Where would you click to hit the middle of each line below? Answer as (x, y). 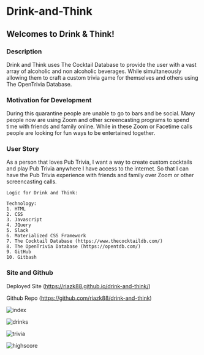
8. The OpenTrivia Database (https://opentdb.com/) (74, 246)
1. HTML (16, 209)
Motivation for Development (49, 100)
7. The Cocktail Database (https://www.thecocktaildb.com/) (85, 241)
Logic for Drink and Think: (42, 193)
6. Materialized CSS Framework (46, 236)
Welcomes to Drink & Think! (60, 34)
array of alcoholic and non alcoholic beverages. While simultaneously (94, 71)
